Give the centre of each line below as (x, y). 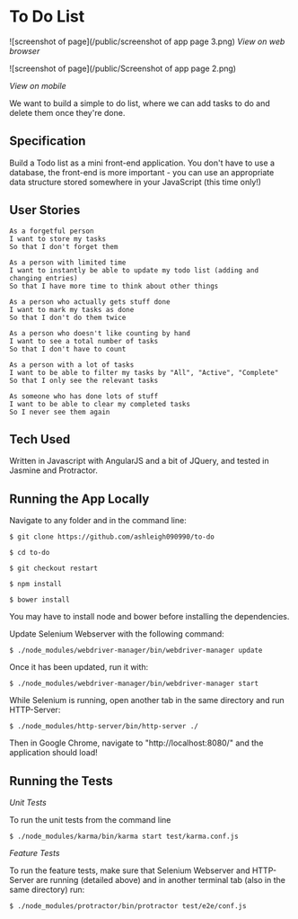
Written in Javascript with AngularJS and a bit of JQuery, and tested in (139, 461)
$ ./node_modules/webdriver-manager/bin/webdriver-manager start (134, 684)
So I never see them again (60, 412)
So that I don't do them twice (68, 317)
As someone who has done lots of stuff (84, 396)
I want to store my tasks (57, 239)
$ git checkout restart (54, 568)
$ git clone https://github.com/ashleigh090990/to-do (112, 537)
